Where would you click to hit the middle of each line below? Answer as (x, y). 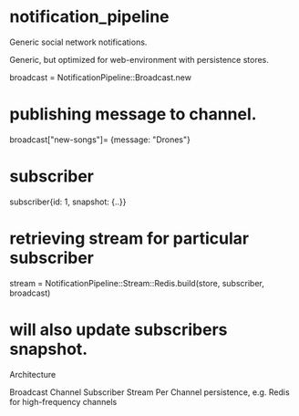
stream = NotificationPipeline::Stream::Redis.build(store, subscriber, (137, 283)
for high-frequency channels (63, 401)
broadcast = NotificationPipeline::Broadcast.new (100, 77)
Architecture (33, 374)
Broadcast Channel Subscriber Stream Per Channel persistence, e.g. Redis (149, 392)
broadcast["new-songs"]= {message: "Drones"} (100, 140)
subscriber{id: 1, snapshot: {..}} (68, 202)
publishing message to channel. (133, 114)
